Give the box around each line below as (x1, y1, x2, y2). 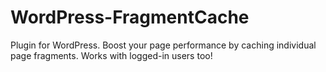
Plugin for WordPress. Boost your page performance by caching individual (10, 39, 317, 51)
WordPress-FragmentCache (10, 6, 250, 29)
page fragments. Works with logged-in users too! (10, 49, 213, 61)
